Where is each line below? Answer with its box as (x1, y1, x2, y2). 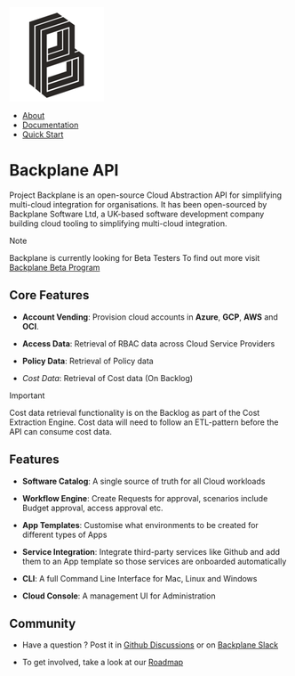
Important (9, 390, 45, 401)
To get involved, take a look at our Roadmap (21, 657, 184, 668)
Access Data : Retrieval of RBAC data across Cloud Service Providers (21, 338, 275, 349)
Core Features (9, 288, 90, 303)
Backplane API (9, 160, 119, 181)
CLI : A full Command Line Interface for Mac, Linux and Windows (21, 573, 258, 583)
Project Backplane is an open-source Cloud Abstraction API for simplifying (9, 190, 283, 200)
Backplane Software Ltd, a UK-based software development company (9, 208, 265, 219)
